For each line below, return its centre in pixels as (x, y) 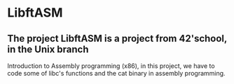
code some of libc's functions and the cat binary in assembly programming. (116, 73)
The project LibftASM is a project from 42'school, (117, 39)
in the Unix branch (48, 49)
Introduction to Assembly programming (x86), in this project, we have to (111, 66)
